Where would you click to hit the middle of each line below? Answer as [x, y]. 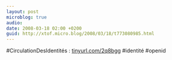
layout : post [23, 12]
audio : [14, 23]
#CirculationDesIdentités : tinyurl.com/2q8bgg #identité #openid [86, 50]
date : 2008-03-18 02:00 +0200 [44, 28]
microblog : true [26, 17]
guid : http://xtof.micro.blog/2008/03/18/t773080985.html [80, 34]
